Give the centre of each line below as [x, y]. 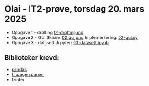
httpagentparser [28, 74]
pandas [19, 69]
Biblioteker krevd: [32, 58]
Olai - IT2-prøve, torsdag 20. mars [74, 9]
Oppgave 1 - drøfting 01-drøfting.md [47, 32]
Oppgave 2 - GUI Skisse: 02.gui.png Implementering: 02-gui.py [75, 37]
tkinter [18, 79]
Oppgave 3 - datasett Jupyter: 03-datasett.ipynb [60, 42]
